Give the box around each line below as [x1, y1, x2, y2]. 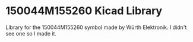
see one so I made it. [5, 30, 57, 37]
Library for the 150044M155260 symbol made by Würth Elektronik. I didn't [5, 24, 187, 31]
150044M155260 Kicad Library [5, 4, 163, 18]
